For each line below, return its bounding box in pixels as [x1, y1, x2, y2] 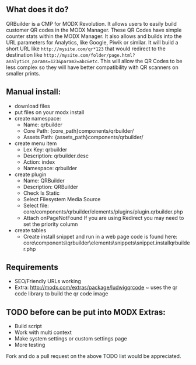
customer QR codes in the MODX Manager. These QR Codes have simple [6, 26, 182, 33]
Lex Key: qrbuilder [23, 146, 68, 153]
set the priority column [23, 221, 78, 228]
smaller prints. [6, 70, 41, 77]
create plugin [14, 171, 47, 178]
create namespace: [14, 115, 61, 122]
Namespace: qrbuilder [23, 164, 78, 171]
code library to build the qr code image [14, 290, 108, 297]
